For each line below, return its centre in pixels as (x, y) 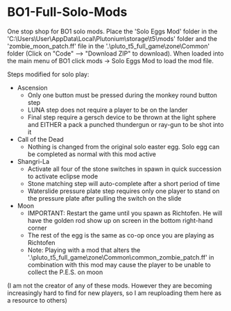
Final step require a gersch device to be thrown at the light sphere (122, 117)
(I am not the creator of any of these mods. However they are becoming (110, 285)
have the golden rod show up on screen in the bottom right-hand (120, 220)
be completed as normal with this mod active (92, 154)
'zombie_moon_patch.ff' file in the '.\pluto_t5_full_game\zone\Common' (109, 46)
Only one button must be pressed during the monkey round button (122, 95)
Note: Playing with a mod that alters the (84, 250)
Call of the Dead (40, 139)
